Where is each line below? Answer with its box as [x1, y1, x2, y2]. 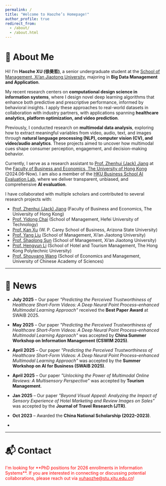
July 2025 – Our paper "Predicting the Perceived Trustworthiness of [12, 296, 152, 302]
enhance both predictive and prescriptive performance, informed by [5, 99, 144, 105]
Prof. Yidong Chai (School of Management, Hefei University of [12, 216, 139, 222]
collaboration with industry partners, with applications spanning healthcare [5, 110, 159, 116]
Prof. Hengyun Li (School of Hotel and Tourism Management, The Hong [12, 243, 158, 248]
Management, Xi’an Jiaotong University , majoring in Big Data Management [5, 74, 158, 80]
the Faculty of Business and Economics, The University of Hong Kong [5, 165, 147, 171]
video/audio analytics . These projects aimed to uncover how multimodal [5, 140, 154, 146]
